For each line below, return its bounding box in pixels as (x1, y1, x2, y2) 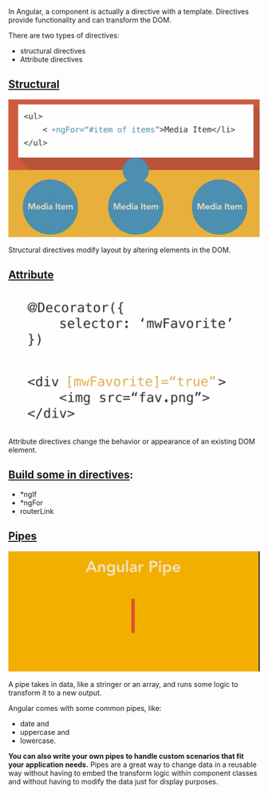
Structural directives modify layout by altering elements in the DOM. (8, 245, 231, 255)
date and (19, 719, 49, 729)
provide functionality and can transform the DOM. (8, 15, 171, 25)
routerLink (19, 506, 54, 516)
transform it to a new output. (8, 688, 102, 697)
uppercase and (19, 728, 70, 737)
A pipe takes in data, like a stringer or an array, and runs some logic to (8, 680, 238, 689)
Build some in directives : (8, 468, 134, 482)
